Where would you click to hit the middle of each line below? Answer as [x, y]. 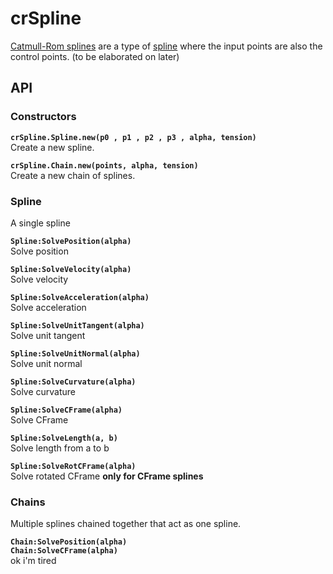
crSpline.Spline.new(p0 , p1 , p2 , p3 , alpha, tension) [133, 137]
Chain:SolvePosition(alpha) [69, 542]
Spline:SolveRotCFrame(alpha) [73, 466]
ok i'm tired [33, 561]
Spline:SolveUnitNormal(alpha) [75, 353]
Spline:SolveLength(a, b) [64, 438]
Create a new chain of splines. [73, 175]
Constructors [43, 117]
